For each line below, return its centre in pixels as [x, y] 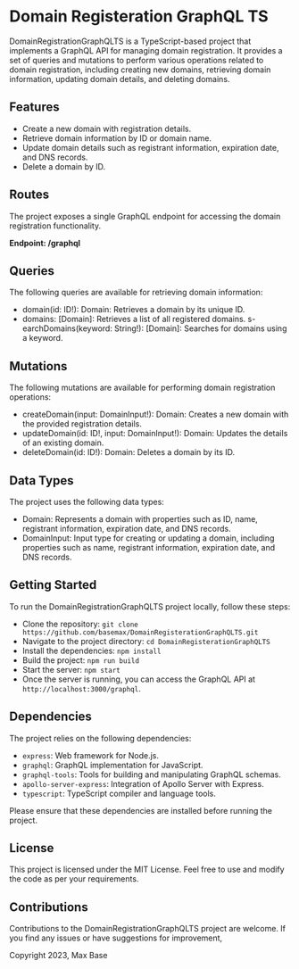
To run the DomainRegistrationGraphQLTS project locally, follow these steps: [150, 606]
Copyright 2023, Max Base [58, 956]
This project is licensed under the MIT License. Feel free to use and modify [147, 870]
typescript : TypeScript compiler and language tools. [119, 793]
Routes [29, 195]
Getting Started [53, 585]
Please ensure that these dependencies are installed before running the [141, 810]
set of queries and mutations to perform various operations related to [137, 60]
